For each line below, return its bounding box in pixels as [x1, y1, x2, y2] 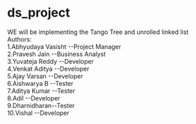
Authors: [7, 35, 32, 43]
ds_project [7, 5, 71, 21]
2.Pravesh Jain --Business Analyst [7, 50, 106, 58]
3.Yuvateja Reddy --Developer [7, 57, 94, 65]
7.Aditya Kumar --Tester [7, 87, 76, 95]
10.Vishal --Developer [7, 109, 70, 117]
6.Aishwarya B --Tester [7, 79, 74, 87]
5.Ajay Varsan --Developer [7, 71, 83, 80]
